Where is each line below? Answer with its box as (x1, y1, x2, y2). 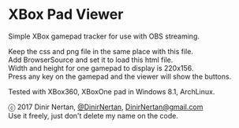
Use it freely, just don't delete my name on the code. (8, 111, 179, 120)
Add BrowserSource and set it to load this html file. (8, 55, 174, 64)
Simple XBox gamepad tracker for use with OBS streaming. (8, 31, 200, 41)
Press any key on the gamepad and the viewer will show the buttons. (8, 71, 232, 81)
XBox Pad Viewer (8, 5, 124, 24)
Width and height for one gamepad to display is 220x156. (8, 63, 194, 72)
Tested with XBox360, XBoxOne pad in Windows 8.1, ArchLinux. (8, 86, 215, 96)
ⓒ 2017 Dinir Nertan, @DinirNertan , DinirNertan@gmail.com (8, 102, 204, 112)
